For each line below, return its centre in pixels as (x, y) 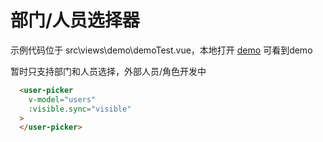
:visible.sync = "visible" (80, 109)
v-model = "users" (62, 99)
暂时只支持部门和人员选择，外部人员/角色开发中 (108, 71)
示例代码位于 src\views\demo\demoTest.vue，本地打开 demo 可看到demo (161, 50)
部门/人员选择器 (75, 20)
